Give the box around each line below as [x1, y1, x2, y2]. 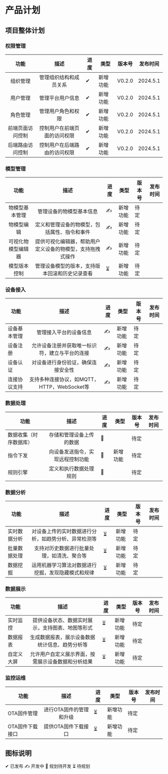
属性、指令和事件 [49, 229, 90, 236]
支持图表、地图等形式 [42, 625, 93, 632]
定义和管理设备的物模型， [34, 221, 95, 228]
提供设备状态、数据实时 [32, 617, 88, 624]
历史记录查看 [62, 270, 93, 277]
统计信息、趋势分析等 [37, 641, 88, 648]
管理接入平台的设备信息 [36, 329, 92, 336]
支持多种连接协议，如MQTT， [29, 376, 99, 383]
